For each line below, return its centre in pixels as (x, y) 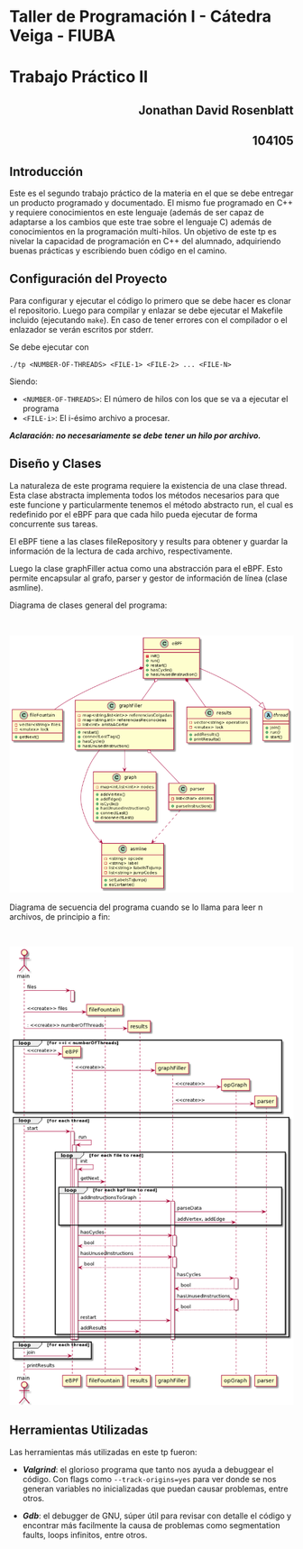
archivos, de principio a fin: (60, 917)
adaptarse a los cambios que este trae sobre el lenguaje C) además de (141, 222)
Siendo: (23, 381)
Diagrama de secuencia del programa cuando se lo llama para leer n (136, 907)
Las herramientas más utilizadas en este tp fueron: (103, 1452)
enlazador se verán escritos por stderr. (82, 329)
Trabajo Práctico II (79, 77)
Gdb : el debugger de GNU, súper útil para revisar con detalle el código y (156, 1516)
